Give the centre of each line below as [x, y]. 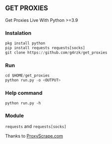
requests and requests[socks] [36, 127]
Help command [24, 93]
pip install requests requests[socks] [45, 48]
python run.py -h [23, 103]
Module [14, 115]
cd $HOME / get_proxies [28, 76]
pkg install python [25, 43]
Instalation [18, 33]
